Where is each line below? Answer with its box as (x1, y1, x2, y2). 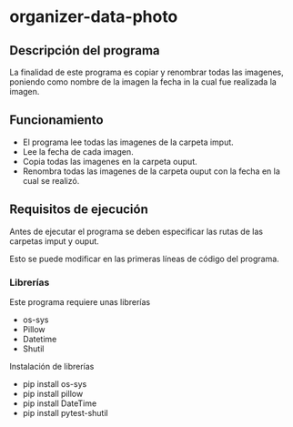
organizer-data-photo (9, 6, 178, 27)
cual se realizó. (22, 175, 80, 186)
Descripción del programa (9, 43, 160, 58)
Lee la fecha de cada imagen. (22, 146, 134, 157)
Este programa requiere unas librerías (9, 296, 151, 307)
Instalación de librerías (9, 361, 95, 371)
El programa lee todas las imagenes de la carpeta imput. (22, 137, 234, 147)
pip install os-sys (22, 378, 87, 389)
